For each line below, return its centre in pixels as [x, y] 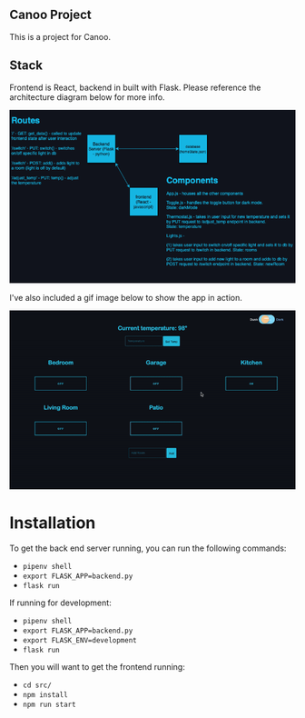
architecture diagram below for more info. [87, 97]
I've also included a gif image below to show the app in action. [126, 297]
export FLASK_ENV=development [80, 640]
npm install [45, 694]
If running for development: [60, 603]
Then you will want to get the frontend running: [98, 666]
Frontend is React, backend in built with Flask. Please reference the [135, 87]
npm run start [49, 704]
